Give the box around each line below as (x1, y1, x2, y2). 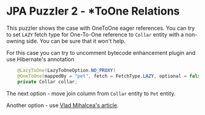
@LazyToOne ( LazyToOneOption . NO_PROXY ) (17, 67, 116, 74)
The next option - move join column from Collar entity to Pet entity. (6, 89, 176, 97)
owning (6, 37, 26, 44)
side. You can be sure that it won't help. (26, 37, 126, 44)
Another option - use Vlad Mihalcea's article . (6, 102, 119, 109)
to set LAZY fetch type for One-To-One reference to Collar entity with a (6, 30, 184, 38)
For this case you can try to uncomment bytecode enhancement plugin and (6, 49, 196, 56)
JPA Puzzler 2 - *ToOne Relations (6, 4, 180, 18)
